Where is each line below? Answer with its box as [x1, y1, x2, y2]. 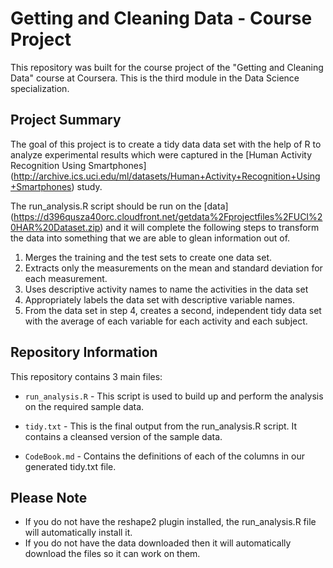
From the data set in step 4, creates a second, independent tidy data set [24, 304, 322, 316]
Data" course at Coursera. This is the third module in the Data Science [10, 72, 300, 84]
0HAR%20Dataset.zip [10, 221, 101, 233]
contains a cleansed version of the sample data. [24, 430, 223, 442]
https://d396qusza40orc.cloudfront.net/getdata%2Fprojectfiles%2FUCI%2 [13, 210, 323, 222]
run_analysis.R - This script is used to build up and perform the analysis [24, 390, 324, 402]
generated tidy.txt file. [24, 460, 117, 472]
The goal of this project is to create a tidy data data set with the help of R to [10, 138, 322, 150]
